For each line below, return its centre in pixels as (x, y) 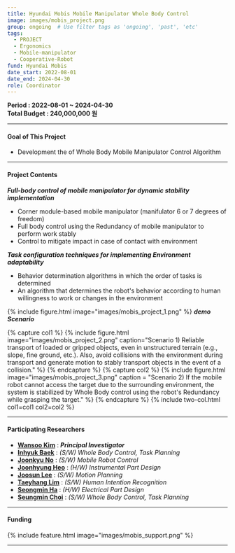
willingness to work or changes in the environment (90, 297)
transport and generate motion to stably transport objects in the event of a (114, 362)
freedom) (31, 218)
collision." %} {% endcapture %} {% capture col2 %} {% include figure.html (116, 370)
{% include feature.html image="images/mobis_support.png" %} (100, 535)
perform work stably (47, 233)
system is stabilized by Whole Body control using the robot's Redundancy (113, 392)
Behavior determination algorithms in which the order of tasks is (110, 275)
